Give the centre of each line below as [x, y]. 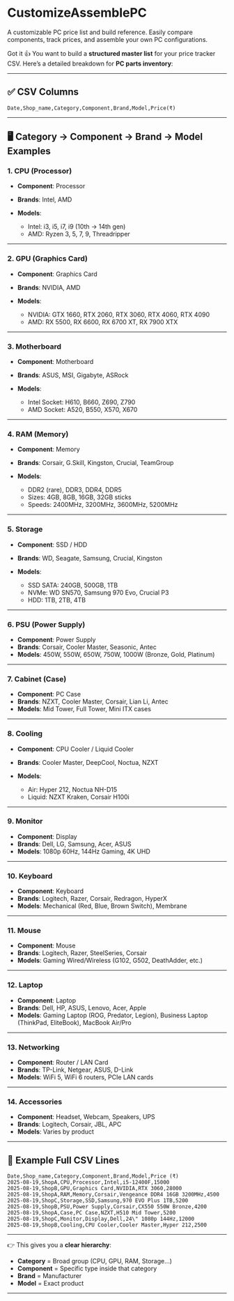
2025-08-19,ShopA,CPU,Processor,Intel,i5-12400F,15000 [88, 1182]
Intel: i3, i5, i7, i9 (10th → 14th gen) [77, 227]
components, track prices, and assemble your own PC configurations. [107, 39]
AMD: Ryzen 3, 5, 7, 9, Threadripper [79, 234]
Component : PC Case [49, 694]
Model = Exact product [50, 1284]
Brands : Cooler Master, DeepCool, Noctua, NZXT [88, 762]
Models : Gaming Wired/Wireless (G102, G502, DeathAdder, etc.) [110, 961]
